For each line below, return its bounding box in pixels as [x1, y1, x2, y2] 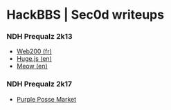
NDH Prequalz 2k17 [6, 80, 73, 89]
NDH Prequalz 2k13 [6, 32, 73, 42]
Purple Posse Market [16, 95, 77, 103]
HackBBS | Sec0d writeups [6, 7, 164, 23]
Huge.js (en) [16, 55, 53, 63]
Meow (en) [16, 62, 48, 71]
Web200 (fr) [16, 47, 53, 55]
